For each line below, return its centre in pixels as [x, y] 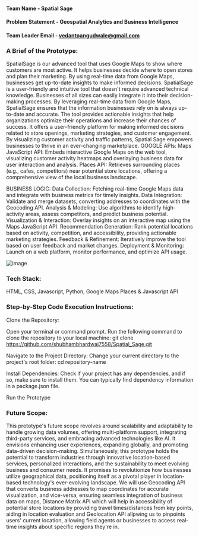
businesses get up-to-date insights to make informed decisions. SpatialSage [100, 83]
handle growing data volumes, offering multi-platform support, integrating [97, 432]
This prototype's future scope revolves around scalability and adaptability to [99, 426]
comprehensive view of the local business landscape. [72, 177]
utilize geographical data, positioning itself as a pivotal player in [84, 476]
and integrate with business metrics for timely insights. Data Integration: [94, 195]
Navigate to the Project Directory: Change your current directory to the [93, 356]
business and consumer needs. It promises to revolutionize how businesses [99, 470]
